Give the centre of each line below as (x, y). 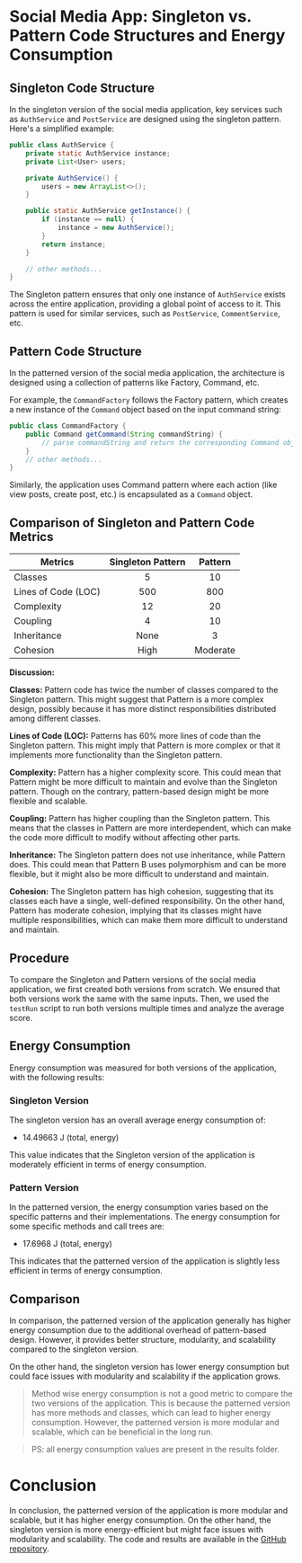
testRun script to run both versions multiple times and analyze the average (147, 1008)
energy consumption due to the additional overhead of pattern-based (138, 1330)
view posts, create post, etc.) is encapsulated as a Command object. (131, 494)
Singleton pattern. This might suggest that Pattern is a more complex (137, 699)
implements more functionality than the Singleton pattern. (116, 755)
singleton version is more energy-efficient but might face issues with (136, 1530)
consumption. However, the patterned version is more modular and (155, 1423)
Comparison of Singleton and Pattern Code (132, 523)
